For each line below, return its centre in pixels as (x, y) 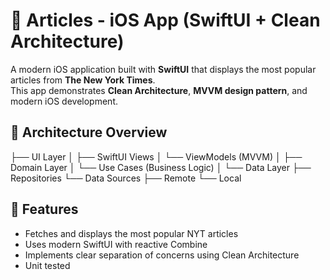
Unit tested (47, 265)
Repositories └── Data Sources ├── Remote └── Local (126, 178)
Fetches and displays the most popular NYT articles (131, 233)
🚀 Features (44, 209)
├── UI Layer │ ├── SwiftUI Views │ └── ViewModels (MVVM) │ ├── (156, 156)
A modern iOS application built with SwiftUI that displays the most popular (163, 69)
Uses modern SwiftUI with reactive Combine (116, 244)
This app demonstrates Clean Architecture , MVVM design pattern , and (159, 90)
